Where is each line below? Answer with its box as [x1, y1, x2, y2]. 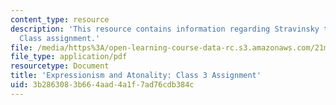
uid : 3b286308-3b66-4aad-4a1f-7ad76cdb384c [10, 80, 195, 90]
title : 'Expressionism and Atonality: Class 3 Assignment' [10, 71, 262, 81]
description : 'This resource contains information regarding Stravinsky [10, 24, 320, 34]
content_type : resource [10, 14, 110, 25]
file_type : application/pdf [10, 52, 128, 62]
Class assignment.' [19, 33, 101, 43]
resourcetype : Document [10, 61, 110, 71]
